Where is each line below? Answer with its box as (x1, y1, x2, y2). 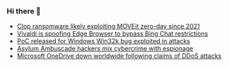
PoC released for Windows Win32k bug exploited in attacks (16, 37, 190, 45)
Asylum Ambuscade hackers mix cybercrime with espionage (16, 45, 194, 53)
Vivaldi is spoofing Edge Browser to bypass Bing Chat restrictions (16, 29, 209, 38)
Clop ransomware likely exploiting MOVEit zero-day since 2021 (16, 22, 201, 31)
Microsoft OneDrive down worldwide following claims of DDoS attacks (16, 52, 222, 60)
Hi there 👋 (6, 6, 42, 16)
